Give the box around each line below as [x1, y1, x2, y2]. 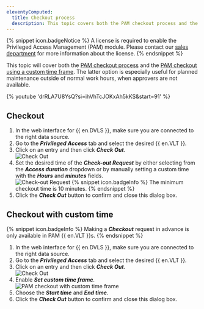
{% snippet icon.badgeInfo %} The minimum [71, 179, 184, 186]
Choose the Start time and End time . [15, 289, 109, 296]
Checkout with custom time [6, 209, 114, 219]
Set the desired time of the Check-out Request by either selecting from [15, 159, 195, 166]
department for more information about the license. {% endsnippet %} [6, 50, 183, 57]
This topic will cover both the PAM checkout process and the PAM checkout [6, 62, 197, 69]
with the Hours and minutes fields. [15, 172, 104, 180]
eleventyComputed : [6, 9, 53, 15]
